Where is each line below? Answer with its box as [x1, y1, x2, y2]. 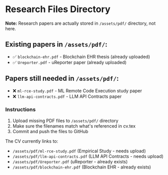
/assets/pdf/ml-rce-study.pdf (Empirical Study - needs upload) [12, 148, 146, 154]
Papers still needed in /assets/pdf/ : [5, 74, 119, 83]
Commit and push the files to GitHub [12, 128, 88, 134]
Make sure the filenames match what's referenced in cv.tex [12, 123, 136, 129]
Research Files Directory [5, 4, 111, 15]
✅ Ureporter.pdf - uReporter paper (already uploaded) [12, 59, 127, 65]
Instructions [5, 106, 36, 113]
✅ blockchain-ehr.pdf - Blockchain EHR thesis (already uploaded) [12, 53, 150, 60]
